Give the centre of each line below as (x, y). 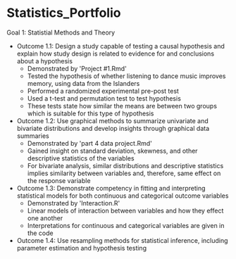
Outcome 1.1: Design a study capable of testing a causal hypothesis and (120, 46)
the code (40, 233)
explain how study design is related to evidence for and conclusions (116, 53)
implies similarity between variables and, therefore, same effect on (124, 173)
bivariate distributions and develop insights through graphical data (113, 128)
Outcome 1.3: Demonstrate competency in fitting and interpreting (111, 188)
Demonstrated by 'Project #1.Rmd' (77, 68)
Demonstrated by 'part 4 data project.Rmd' (89, 143)
